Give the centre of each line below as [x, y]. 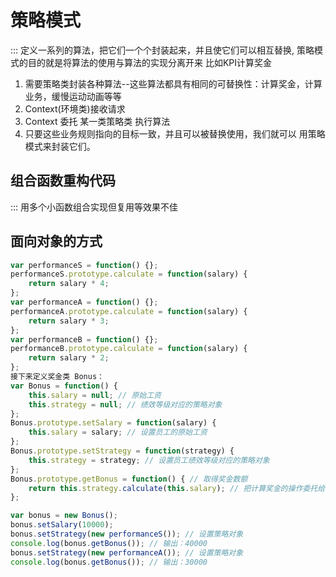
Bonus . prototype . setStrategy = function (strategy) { [122, 451]
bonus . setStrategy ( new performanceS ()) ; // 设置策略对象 [127, 534]
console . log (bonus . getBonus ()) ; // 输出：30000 [109, 562]
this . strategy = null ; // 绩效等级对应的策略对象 [125, 404]
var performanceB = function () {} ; [84, 339]
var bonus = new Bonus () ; [64, 516]
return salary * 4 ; [69, 284]
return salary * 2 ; [69, 358]
